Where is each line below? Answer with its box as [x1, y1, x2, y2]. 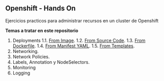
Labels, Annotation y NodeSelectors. [12, 59, 90, 65]
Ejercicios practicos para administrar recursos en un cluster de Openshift [5, 17, 159, 23]
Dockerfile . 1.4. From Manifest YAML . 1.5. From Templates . [12, 43, 135, 49]
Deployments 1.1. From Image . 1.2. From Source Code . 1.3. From [12, 37, 146, 43]
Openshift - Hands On [5, 4, 76, 13]
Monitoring [12, 64, 36, 70]
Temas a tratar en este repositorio [5, 28, 78, 34]
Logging [12, 70, 31, 76]
